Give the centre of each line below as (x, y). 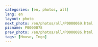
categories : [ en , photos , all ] (37, 10)
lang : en (14, 14)
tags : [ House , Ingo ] (26, 37)
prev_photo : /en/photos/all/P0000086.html (49, 32)
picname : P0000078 (24, 28)
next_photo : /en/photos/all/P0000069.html (49, 23)
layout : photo (20, 19)
